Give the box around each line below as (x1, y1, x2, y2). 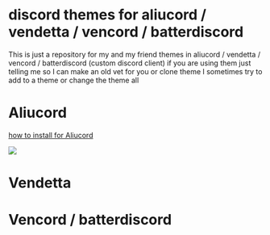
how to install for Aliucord (8, 130, 93, 140)
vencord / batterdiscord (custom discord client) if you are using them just (8, 58, 251, 68)
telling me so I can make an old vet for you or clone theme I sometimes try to (8, 66, 263, 76)
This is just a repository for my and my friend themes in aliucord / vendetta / (8, 49, 260, 59)
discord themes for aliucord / (8, 6, 207, 24)
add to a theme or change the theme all (8, 75, 139, 85)
